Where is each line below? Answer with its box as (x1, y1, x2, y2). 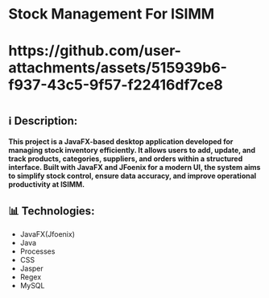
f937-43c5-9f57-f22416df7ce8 (8, 76, 224, 94)
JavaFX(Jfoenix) (19, 229, 75, 238)
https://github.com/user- (8, 42, 181, 60)
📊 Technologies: (8, 204, 95, 217)
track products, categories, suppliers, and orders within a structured (8, 154, 243, 163)
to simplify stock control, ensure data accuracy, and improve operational (8, 171, 257, 181)
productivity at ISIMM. (8, 180, 85, 189)
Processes (19, 246, 56, 256)
